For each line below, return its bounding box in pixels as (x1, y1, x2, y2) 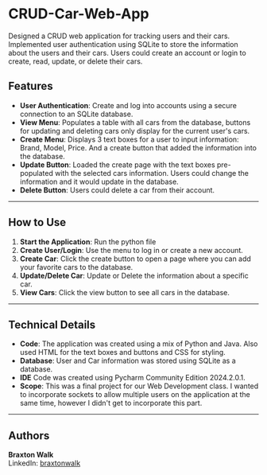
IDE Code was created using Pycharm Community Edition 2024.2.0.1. (19, 373, 246, 383)
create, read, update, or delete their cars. (8, 56, 143, 66)
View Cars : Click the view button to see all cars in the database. (19, 287, 230, 297)
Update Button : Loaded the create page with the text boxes (19, 160, 216, 169)
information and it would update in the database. (19, 177, 179, 186)
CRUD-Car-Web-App (8, 5, 149, 23)
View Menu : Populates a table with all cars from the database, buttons (19, 117, 251, 127)
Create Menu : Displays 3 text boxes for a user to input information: (19, 134, 240, 144)
